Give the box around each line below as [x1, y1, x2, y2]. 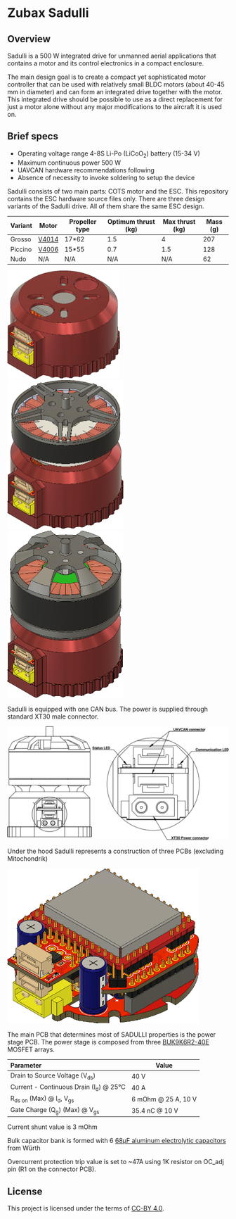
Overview [7, 33, 51, 45]
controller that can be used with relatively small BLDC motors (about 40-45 [7, 80, 225, 89]
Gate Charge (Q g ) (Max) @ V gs [10, 1105, 100, 1116]
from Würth [7, 1144, 41, 1152]
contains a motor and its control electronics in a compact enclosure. [7, 59, 204, 68]
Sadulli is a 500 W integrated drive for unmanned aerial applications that [7, 51, 216, 60]
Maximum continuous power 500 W [17, 158, 122, 167]
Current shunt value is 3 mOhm [7, 1123, 98, 1131]
